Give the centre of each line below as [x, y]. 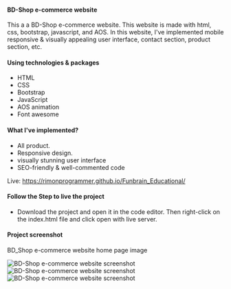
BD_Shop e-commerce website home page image [77, 250]
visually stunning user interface [62, 160]
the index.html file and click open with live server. [87, 219]
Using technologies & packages [53, 63]
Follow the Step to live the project [56, 197]
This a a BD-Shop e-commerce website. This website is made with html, [109, 25]
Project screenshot [35, 235]
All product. [33, 145]
